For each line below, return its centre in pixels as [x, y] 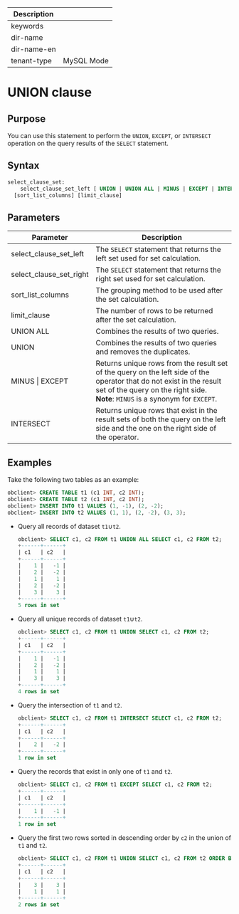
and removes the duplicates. [143, 352]
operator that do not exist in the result [159, 382]
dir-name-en [34, 49]
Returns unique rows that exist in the [157, 411]
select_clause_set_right [50, 275]
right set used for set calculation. [150, 279]
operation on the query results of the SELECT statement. [88, 143]
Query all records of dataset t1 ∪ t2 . [69, 526]
